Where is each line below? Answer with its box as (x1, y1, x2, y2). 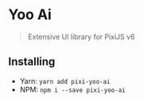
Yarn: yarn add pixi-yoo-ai (19, 76, 111, 85)
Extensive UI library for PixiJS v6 (27, 32, 135, 41)
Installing (8, 55, 56, 69)
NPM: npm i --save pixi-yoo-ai (19, 84, 126, 94)
